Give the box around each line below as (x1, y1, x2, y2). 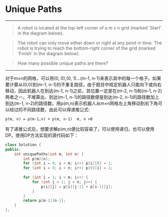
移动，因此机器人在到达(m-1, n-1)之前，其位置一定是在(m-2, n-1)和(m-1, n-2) (5, 88, 162, 94)
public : (5, 147, 21, 152)
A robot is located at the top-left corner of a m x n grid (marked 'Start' (17, 25, 161, 31)
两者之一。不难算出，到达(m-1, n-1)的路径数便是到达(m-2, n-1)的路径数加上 (5, 94, 159, 100)
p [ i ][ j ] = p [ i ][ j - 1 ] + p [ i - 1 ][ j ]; (40, 184, 113, 189)
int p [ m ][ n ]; (23, 156, 50, 161)
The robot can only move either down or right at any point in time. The (17, 40, 162, 46)
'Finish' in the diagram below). (17, 50, 80, 56)
